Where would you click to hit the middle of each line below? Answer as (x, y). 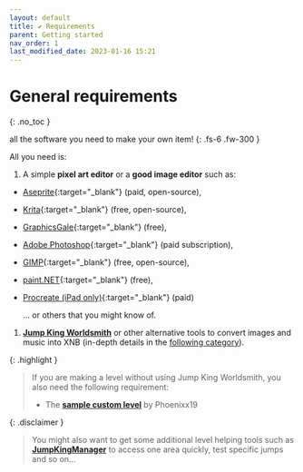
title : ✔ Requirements (52, 26)
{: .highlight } (34, 360)
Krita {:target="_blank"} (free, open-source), (104, 210)
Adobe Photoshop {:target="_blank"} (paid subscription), (128, 245)
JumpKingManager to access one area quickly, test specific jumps (157, 449)
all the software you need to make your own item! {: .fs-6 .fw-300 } (135, 139)
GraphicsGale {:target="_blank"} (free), (95, 227)
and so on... (54, 459)
